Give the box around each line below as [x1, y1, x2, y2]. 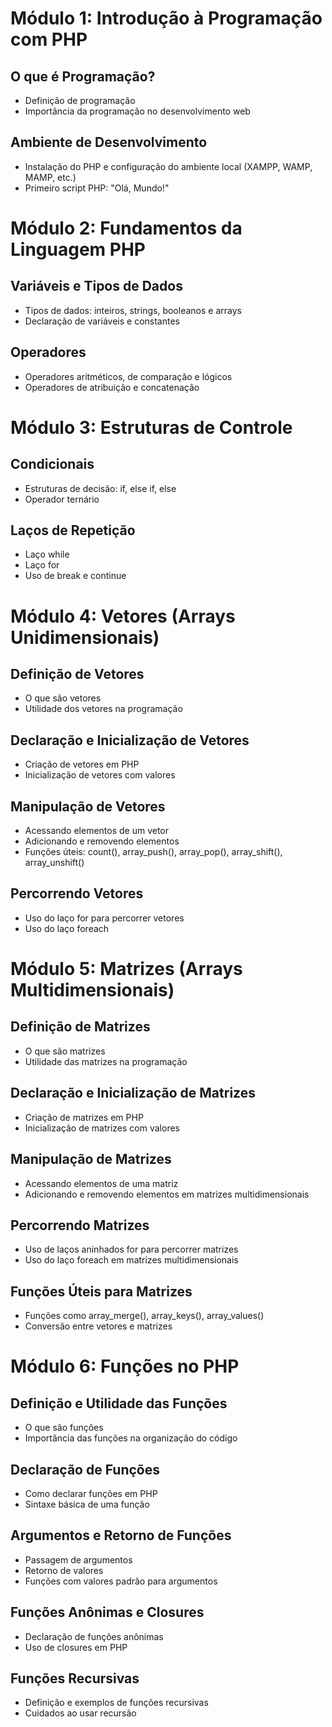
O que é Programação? [10, 68, 156, 85]
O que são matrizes [24, 1045, 106, 1057]
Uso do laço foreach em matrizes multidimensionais [24, 1254, 239, 1266]
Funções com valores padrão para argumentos [24, 1575, 218, 1587]
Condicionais [10, 456, 95, 473]
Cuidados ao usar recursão [24, 1707, 137, 1719]
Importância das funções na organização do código [24, 1432, 238, 1444]
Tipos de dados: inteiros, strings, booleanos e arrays [24, 304, 242, 316]
